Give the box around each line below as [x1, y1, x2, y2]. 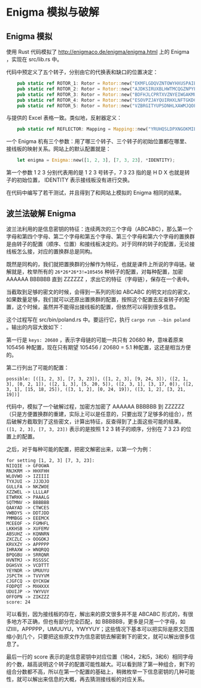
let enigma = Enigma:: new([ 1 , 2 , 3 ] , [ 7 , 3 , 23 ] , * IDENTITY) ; [17, 157, 175, 164]
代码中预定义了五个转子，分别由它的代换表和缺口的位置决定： [6, 68, 159, 76]
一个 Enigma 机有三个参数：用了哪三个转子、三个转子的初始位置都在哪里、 [6, 138, 190, 145]
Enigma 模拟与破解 [6, 5, 100, 19]
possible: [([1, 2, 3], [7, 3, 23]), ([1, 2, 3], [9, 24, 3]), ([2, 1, [6, 376, 188, 382]
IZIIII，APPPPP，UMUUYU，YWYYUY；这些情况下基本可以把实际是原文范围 [6, 625, 194, 632]
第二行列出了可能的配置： [6, 364, 69, 371]
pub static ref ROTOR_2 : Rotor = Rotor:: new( [17, 86, 133, 92]
